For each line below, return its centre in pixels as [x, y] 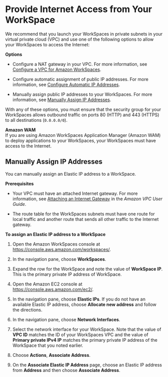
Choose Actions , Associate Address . [51, 355]
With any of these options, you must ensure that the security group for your [83, 109]
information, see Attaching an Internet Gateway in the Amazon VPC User [88, 199]
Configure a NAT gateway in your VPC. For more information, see [80, 64]
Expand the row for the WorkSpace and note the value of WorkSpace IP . [88, 269]
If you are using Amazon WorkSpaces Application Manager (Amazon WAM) [83, 135]
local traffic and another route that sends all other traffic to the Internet [86, 219]
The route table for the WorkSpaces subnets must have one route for [84, 214]
